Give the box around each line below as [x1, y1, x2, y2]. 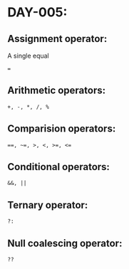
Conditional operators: [7, 161, 110, 173]
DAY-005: [7, 4, 68, 21]
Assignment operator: [7, 33, 108, 45]
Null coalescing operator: [7, 237, 123, 249]
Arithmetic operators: [7, 85, 105, 97]
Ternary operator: [7, 199, 88, 211]
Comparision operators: [7, 122, 116, 135]
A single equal [7, 51, 49, 60]
